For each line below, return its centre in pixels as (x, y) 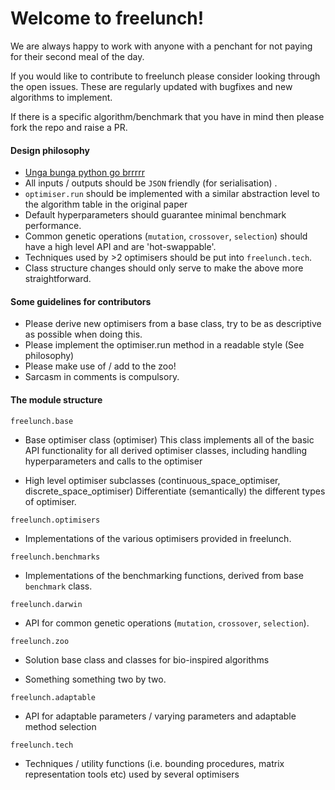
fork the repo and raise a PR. (69, 127)
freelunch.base (42, 421)
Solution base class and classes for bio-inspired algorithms (147, 659)
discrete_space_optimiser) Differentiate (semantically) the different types (175, 491)
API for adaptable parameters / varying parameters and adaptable (160, 716)
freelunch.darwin (46, 604)
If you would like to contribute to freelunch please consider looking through (165, 76)
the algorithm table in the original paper (106, 204)
